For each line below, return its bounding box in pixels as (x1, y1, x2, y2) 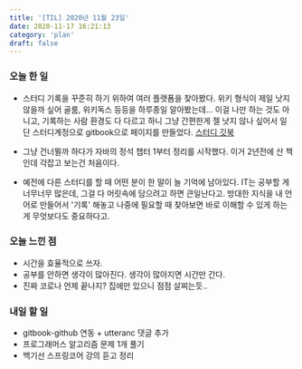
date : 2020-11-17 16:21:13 (9, 22, 111, 31)
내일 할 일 (9, 305, 48, 317)
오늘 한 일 (9, 70, 48, 83)
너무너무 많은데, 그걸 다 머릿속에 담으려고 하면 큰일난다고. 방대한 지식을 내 (22, 188, 283, 199)
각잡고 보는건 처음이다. (39, 157, 120, 168)
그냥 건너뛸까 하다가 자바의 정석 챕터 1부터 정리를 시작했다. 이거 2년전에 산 (22, 146, 284, 157)
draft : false (9, 38, 59, 48)
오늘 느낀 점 (9, 235, 57, 248)
